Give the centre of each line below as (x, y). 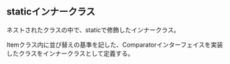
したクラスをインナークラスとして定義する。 (71, 53)
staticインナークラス (51, 12)
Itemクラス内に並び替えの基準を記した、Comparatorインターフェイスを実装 (115, 45)
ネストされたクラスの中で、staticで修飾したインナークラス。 (93, 30)
